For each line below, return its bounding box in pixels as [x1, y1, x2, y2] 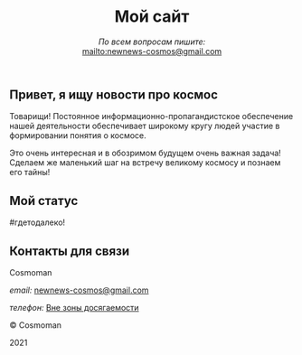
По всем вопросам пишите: [98, 36, 206, 47]
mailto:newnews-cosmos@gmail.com [81, 45, 222, 56]
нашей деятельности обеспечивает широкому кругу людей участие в [9, 120, 280, 132]
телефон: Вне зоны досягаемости [9, 302, 139, 313]
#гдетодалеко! [9, 217, 66, 228]
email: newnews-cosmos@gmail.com [9, 285, 149, 295]
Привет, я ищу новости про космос [9, 87, 219, 102]
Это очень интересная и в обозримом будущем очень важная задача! [9, 147, 282, 159]
